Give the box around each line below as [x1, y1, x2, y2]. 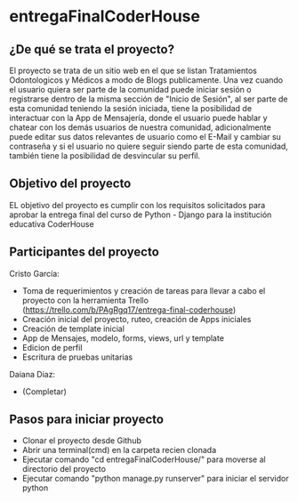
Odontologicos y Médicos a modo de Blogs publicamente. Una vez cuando [9, 75, 284, 85]
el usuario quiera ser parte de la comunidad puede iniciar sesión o [9, 85, 252, 94]
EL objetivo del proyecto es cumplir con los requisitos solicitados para [9, 199, 266, 210]
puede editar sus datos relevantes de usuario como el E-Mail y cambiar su [9, 132, 282, 142]
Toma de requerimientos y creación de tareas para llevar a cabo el [21, 285, 266, 296]
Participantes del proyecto [9, 245, 160, 260]
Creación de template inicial [21, 323, 125, 334]
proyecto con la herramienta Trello [21, 295, 149, 305]
